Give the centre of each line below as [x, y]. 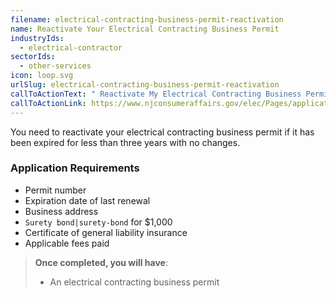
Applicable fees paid [67, 243]
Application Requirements [75, 168]
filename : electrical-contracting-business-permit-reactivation [147, 19]
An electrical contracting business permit [134, 282]
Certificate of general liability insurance [106, 232]
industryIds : [37, 38]
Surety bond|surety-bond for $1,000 [98, 222]
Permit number [55, 190]
